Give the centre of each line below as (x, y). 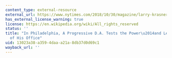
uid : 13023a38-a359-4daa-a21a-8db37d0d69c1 (52, 43)
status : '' (17, 29)
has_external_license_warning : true (44, 19)
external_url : (20, 15)
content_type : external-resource (41, 10)
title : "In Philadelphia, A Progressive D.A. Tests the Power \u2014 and (83, 33)
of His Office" (26, 38)
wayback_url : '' (23, 47)
